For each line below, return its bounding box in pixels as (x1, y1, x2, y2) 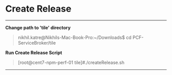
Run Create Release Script (5, 49, 62, 56)
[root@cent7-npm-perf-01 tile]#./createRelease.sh (17, 59, 124, 65)
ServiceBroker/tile (17, 40, 56, 46)
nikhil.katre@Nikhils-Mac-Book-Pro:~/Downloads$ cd (17, 34, 132, 41)
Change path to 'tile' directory (5, 24, 71, 30)
